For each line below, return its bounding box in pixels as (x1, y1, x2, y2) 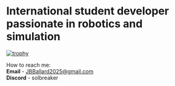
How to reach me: (6, 61, 51, 69)
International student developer (6, 4, 170, 18)
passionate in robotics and (6, 17, 143, 31)
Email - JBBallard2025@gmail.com (6, 67, 94, 75)
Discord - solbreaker (6, 74, 59, 81)
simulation (6, 30, 61, 43)
